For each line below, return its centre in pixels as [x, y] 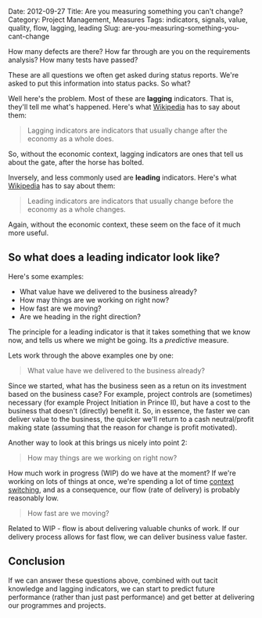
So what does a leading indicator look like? [114, 258]
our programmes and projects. [57, 605]
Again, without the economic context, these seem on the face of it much [124, 224]
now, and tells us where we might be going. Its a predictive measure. [118, 340]
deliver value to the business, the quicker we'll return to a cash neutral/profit [131, 419]
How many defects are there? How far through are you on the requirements [129, 51]
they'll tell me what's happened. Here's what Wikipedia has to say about [124, 107]
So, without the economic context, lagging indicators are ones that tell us [126, 154]
